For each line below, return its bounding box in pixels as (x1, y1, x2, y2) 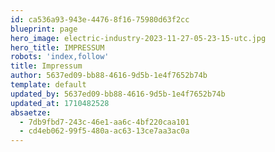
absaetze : (10, 107, 52, 118)
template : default (10, 80, 87, 90)
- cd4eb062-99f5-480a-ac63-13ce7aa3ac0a (19, 126, 190, 136)
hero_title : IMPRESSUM (10, 42, 105, 53)
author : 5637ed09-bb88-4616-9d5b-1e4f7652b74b (10, 71, 208, 81)
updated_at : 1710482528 (10, 98, 110, 108)
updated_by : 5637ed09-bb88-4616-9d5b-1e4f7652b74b (10, 89, 226, 99)
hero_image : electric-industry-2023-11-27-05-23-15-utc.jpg (10, 33, 267, 43)
